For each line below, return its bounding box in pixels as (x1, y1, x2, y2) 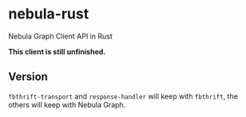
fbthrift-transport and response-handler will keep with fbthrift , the (8, 91, 238, 101)
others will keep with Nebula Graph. (8, 99, 126, 109)
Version (8, 70, 48, 84)
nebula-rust (8, 5, 89, 23)
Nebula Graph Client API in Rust (8, 31, 113, 41)
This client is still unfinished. (8, 46, 106, 56)
